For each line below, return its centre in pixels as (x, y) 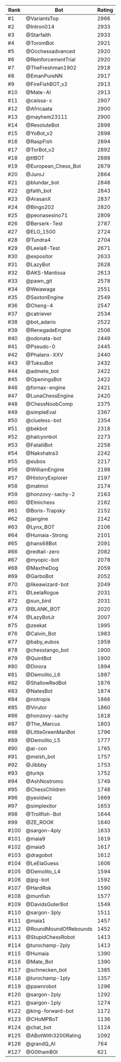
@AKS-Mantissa (46, 273)
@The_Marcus (43, 724)
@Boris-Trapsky (46, 511)
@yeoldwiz (39, 798)
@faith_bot (39, 191)
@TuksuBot (40, 363)
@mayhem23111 (47, 117)
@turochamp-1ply (48, 978)
